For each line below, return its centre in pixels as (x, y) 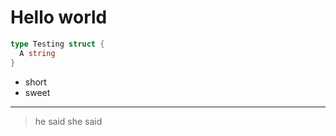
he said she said (68, 121)
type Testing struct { (57, 44)
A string (37, 53)
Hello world (59, 17)
